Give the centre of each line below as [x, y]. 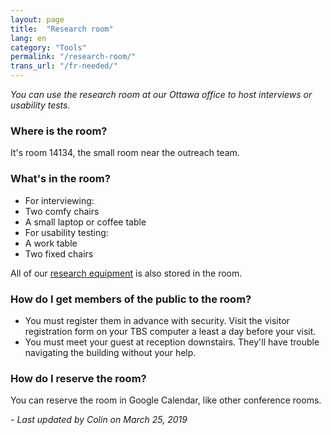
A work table [51, 243]
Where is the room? [59, 131]
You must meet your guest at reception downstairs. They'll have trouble [172, 342]
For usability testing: [66, 232]
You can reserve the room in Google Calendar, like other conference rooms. [166, 400]
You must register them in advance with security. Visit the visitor [157, 320]
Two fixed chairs [59, 253]
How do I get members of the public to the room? [131, 299]
